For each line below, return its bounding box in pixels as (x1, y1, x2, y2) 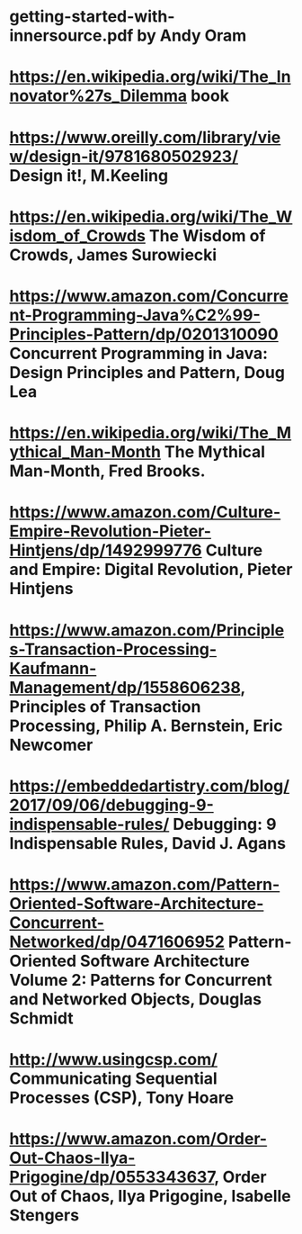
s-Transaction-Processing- (9, 639, 218, 659)
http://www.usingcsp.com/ (9, 1049, 218, 1070)
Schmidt (9, 1008, 74, 1028)
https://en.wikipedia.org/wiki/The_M (9, 423, 292, 443)
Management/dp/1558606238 (9, 677, 241, 698)
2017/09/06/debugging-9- (9, 795, 214, 815)
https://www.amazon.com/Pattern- (9, 874, 280, 895)
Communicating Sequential (9, 1068, 218, 1089)
